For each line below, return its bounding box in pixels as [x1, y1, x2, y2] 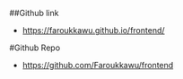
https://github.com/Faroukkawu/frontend [22, 60, 174, 70]
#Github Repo [9, 42, 61, 53]
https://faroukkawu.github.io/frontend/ [22, 25, 165, 35]
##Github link [9, 8, 59, 18]
